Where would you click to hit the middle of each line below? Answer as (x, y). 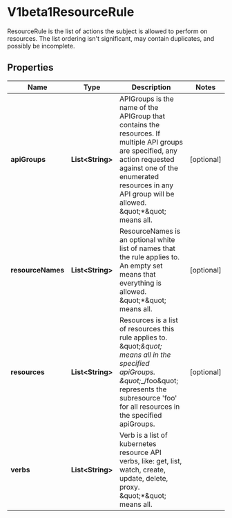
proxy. (130, 487)
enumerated (139, 176)
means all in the (145, 355)
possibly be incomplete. (41, 46)
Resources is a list (149, 320)
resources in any (147, 185)
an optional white (147, 239)
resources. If (140, 133)
